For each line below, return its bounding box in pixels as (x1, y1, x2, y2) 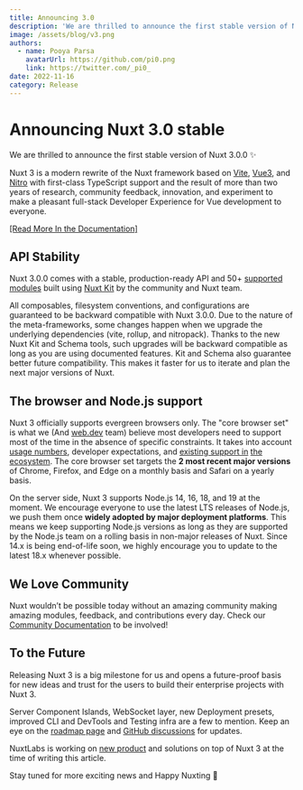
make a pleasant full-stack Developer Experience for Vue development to (9, 196, 282, 207)
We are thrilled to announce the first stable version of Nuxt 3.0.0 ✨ (9, 149, 257, 160)
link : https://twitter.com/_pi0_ (25, 64, 151, 73)
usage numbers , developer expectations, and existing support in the (9, 446, 263, 457)
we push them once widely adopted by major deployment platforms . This (9, 512, 287, 523)
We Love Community (9, 576, 129, 591)
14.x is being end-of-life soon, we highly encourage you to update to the (9, 541, 278, 552)
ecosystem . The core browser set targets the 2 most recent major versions (9, 456, 291, 467)
